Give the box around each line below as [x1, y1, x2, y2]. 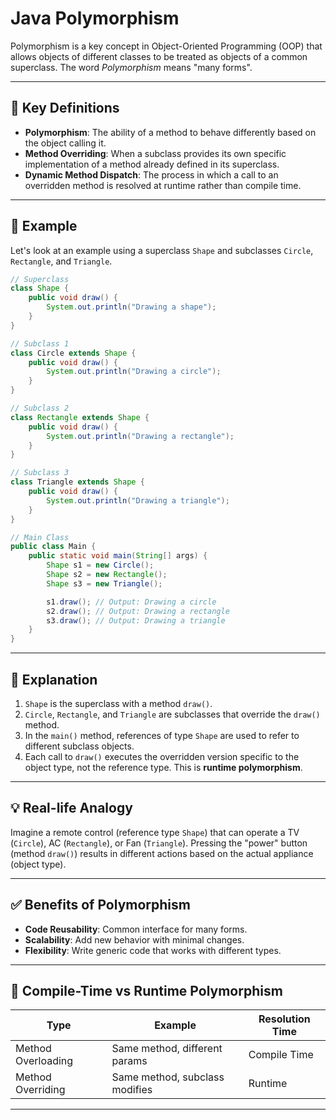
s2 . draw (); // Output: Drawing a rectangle [46, 606, 230, 616]
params [111, 1054, 148, 1068]
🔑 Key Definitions [10, 100, 120, 117]
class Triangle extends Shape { [10, 477, 145, 487]
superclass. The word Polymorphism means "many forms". [10, 61, 253, 73]
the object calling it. [24, 137, 107, 149]
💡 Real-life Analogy [10, 800, 133, 817]
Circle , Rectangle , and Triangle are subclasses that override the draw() [24, 708, 321, 720]
